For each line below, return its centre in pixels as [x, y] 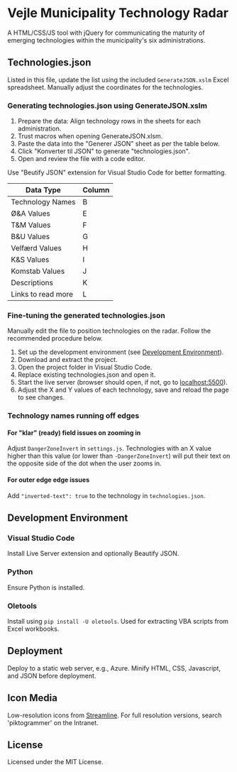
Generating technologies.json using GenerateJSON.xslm [108, 106]
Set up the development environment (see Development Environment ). [121, 352]
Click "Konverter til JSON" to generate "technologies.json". [104, 151]
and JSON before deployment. [52, 675]
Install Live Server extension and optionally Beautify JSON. [93, 553]
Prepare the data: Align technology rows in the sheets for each [109, 121]
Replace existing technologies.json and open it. [87, 375]
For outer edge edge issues [49, 480]
